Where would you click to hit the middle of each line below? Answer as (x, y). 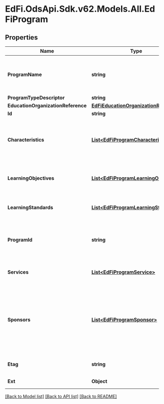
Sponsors (19, 320)
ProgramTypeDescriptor (36, 98)
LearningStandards (31, 207)
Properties (21, 37)
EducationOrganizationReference (47, 106)
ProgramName (25, 74)
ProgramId (20, 240)
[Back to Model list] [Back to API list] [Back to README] (61, 396)
